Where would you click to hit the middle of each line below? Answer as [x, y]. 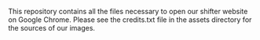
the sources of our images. [52, 28]
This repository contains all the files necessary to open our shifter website [128, 11]
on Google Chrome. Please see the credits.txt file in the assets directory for [130, 20]
